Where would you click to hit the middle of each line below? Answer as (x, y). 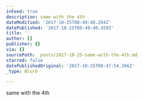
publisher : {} (23, 44)
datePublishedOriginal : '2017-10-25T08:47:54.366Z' (70, 66)
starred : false (25, 60)
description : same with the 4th (45, 17)
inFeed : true (22, 11)
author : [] (19, 39)
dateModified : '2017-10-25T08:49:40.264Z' (59, 22)
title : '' (18, 33)
